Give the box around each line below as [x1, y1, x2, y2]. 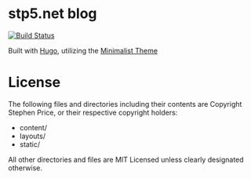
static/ [19, 139, 41, 149]
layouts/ [19, 131, 45, 141]
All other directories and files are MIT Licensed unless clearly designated [8, 155, 245, 164]
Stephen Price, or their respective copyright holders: [8, 108, 178, 117]
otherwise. [8, 163, 43, 173]
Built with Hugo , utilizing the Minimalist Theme [8, 46, 158, 55]
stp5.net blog [8, 5, 97, 23]
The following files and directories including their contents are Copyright [8, 99, 242, 108]
